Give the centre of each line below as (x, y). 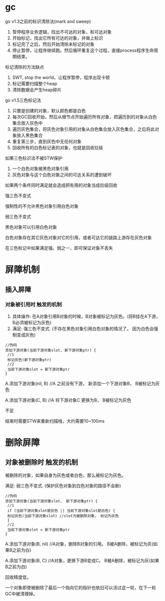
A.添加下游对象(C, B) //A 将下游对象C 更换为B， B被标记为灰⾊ (68, 400)
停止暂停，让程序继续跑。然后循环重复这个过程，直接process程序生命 (83, 50)
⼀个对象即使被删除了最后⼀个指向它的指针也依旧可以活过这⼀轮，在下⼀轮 (81, 587)
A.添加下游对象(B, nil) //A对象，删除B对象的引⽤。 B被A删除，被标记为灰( (79, 544)
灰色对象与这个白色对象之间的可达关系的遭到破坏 (62, 174)
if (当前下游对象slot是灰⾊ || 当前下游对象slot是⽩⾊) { (61, 511)
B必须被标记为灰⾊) (32, 322)
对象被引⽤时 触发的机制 (33, 304)
